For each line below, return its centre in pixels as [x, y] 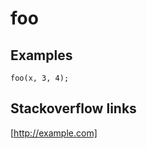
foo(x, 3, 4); [40, 78]
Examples [41, 55]
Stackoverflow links [73, 108]
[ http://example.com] [54, 133]
